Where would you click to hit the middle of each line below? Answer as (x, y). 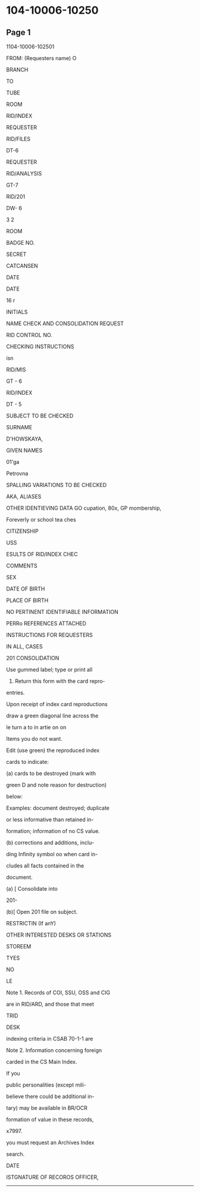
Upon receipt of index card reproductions (57, 704)
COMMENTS (22, 566)
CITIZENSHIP (22, 531)
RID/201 (16, 196)
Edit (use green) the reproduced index (53, 750)
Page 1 (18, 32)
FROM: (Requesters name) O (41, 58)
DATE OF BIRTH (26, 589)
